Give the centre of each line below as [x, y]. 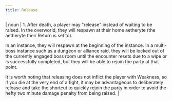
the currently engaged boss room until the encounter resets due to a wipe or [86, 56]
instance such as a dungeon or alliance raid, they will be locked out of [91, 50]
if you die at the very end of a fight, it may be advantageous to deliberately [84, 82]
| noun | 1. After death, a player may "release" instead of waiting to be [79, 24]
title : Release [22, 10]
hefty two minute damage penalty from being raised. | [62, 93]
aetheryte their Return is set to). [39, 35]
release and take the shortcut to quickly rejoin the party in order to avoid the [86, 88]
